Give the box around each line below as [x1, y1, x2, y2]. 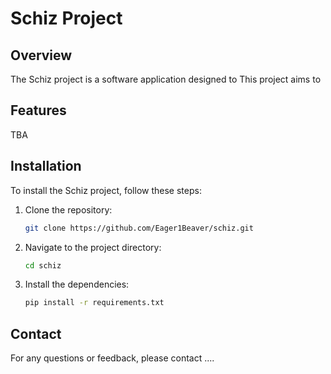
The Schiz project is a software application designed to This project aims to [10, 73, 322, 85]
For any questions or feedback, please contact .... [10, 352, 215, 364]
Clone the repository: [24, 203, 113, 216]
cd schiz [24, 260, 62, 271]
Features [10, 102, 67, 119]
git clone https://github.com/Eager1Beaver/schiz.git [24, 223, 254, 233]
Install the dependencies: [24, 278, 130, 291]
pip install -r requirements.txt [24, 298, 165, 308]
